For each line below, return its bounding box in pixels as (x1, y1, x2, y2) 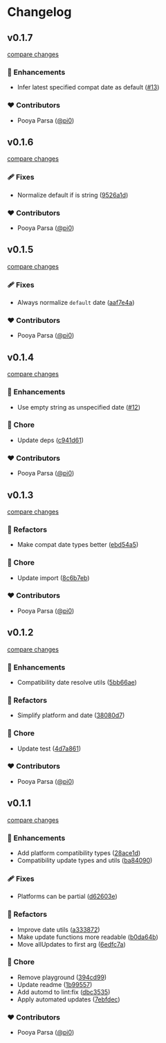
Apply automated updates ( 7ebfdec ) (17, 995, 120, 1003)
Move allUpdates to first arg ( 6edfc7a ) (17, 940, 126, 948)
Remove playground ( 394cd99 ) (17, 973, 107, 981)
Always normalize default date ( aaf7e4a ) (17, 299, 135, 307)
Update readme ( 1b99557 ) (17, 980, 93, 988)
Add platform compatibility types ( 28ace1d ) (17, 848, 141, 857)
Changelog (7, 4, 72, 20)
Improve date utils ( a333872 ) (17, 925, 100, 934)
